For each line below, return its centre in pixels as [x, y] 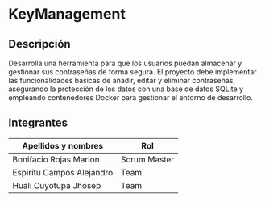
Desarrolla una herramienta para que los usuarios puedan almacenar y [125, 63]
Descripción [39, 44]
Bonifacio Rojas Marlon [56, 159]
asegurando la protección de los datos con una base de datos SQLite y [126, 89]
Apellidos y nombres [63, 145]
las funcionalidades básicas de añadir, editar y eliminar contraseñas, [122, 80]
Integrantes [38, 123]
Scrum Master [147, 159]
